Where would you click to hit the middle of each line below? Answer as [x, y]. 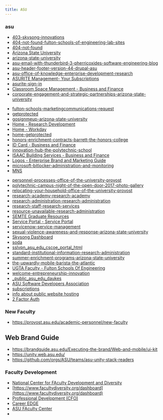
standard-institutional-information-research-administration [71, 252]
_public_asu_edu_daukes [37, 278]
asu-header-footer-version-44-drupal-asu [54, 68]
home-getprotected [32, 134]
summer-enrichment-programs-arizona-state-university [68, 257]
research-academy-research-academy [51, 196]
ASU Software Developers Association [50, 283]
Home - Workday [29, 129]
